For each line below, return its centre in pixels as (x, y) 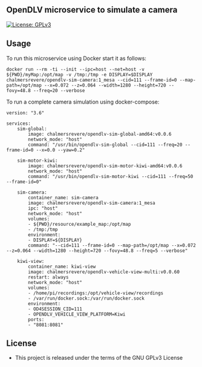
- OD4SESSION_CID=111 (55, 309)
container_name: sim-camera (63, 197)
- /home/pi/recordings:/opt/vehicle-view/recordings (96, 293)
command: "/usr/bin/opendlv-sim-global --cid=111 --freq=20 (105, 145)
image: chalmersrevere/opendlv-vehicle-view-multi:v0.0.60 (104, 272)
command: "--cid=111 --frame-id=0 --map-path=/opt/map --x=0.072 (112, 245)
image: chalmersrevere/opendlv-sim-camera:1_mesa (92, 203)
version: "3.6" (25, 113)
